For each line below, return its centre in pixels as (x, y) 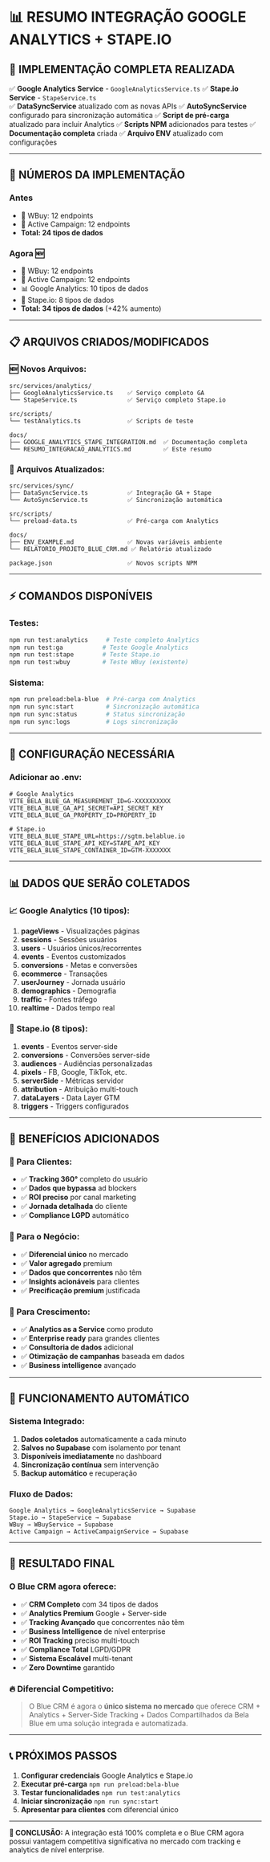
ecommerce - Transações (64, 974)
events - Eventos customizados (73, 957)
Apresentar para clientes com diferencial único (99, 1809)
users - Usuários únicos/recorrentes (81, 948)
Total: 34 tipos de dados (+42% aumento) (91, 308)
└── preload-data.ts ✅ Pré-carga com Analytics (114, 521)
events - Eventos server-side (69, 1046)
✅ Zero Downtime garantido (68, 1667)
